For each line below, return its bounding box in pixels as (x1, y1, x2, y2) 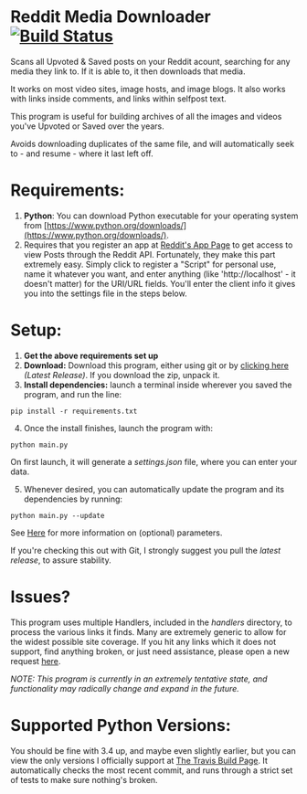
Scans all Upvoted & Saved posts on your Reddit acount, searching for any (10, 56, 291, 67)
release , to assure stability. (10, 555, 112, 566)
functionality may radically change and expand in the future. (10, 683, 240, 693)
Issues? (10, 587, 71, 607)
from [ (23, 219, 48, 230)
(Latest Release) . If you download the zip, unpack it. (23, 369, 220, 380)
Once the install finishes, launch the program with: (23, 422, 214, 433)
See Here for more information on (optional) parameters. (10, 527, 223, 538)
